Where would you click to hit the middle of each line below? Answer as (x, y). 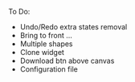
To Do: (19, 12)
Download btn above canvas (67, 61)
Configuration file (49, 69)
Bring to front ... (46, 35)
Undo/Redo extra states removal (74, 27)
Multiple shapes (47, 44)
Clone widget (42, 52)
